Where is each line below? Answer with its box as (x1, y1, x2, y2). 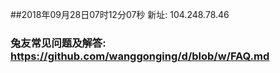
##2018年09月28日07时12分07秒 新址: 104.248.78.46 (10, 9, 230, 20)
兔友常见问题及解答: (10, 36, 107, 50)
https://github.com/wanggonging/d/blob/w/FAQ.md (10, 49, 270, 63)
